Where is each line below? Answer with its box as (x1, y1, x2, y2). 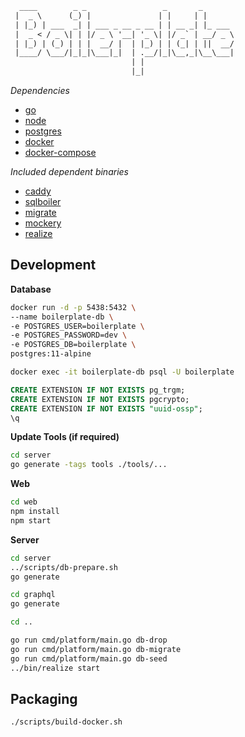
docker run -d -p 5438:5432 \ (10, 302, 137, 312)
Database (10, 283, 52, 295)
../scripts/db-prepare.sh (10, 562, 118, 572)
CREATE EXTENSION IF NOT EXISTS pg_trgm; (10, 385, 186, 395)
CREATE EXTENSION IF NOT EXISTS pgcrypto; (10, 394, 190, 404)
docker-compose (24, 147, 97, 158)
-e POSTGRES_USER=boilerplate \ (10, 321, 145, 331)
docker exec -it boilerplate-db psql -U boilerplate (10, 367, 235, 377)
